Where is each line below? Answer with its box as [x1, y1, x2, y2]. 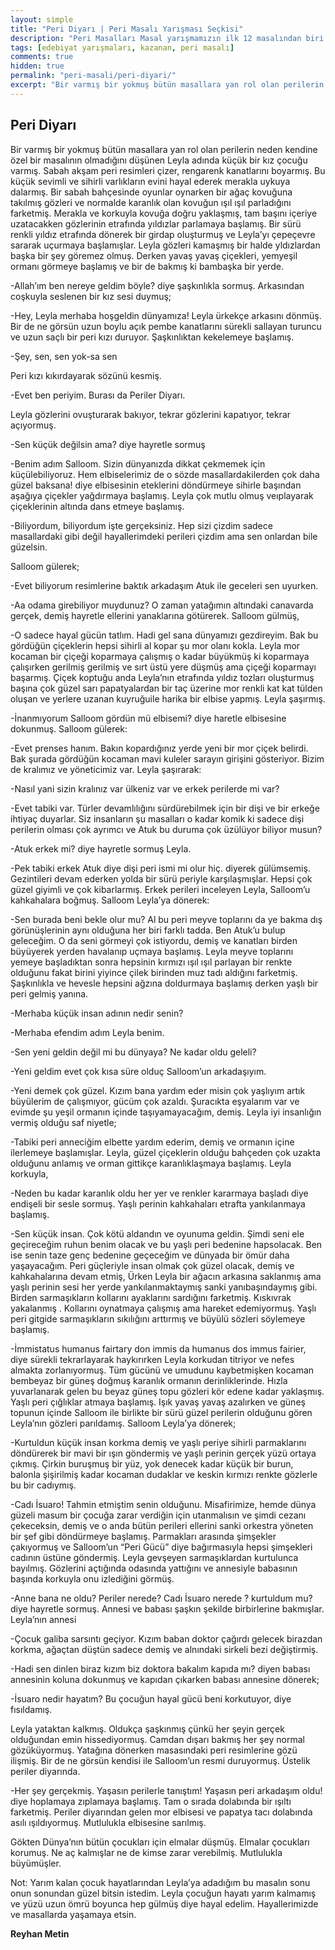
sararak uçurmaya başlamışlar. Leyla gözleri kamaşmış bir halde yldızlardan [10, 239, 321, 251]
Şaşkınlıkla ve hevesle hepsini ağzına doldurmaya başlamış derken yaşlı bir [10, 977, 319, 989]
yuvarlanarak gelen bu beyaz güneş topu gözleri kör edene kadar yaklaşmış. [10, 1385, 325, 1397]
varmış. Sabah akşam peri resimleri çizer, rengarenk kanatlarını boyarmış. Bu [10, 164, 326, 176]
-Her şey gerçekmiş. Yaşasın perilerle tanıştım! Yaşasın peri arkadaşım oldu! [10, 1784, 323, 1796]
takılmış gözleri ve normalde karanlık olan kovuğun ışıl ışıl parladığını [10, 196, 292, 208]
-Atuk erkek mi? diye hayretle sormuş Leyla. [10, 842, 192, 855]
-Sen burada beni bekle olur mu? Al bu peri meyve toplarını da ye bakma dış [10, 913, 323, 925]
